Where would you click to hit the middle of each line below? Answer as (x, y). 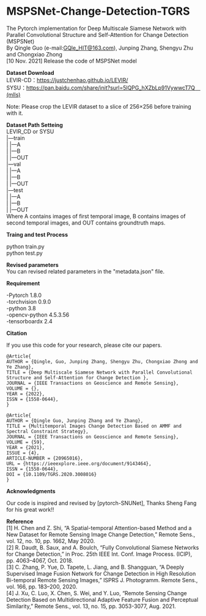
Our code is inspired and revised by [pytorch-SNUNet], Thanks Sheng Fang (101, 503)
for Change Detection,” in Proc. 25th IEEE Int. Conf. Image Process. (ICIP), (99, 554)
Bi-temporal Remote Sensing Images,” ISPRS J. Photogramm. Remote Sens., (102, 580)
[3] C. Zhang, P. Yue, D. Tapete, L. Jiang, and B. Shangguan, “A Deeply (95, 567)
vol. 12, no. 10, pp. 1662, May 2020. (51, 541)
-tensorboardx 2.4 (30, 321)
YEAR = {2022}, (26, 394)
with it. (15, 113)
